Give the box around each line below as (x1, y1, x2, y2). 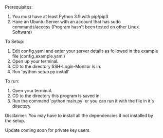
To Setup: (5, 39, 24, 44)
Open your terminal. (12, 88, 53, 93)
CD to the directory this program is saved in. (12, 93, 101, 99)
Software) (12, 29, 33, 35)
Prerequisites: (5, 4, 33, 10)
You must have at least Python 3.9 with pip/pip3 (12, 14, 109, 19)
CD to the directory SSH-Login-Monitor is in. (12, 63, 102, 69)
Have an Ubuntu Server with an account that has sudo (12, 19, 121, 24)
